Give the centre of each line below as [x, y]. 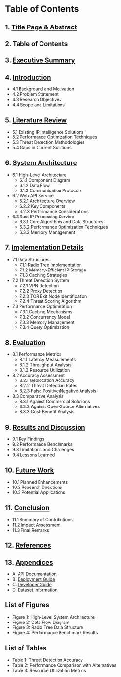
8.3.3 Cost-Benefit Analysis [47, 412]
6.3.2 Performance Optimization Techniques [64, 227]
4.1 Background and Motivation [43, 89]
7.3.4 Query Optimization [44, 327]
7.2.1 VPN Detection [39, 285]
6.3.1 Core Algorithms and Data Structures [61, 221]
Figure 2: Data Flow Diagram [41, 622]
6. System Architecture [41, 163]
